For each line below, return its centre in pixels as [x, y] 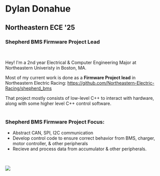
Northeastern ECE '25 [40, 27]
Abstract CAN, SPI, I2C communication [53, 133]
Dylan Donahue [38, 9]
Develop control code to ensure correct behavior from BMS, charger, [84, 138]
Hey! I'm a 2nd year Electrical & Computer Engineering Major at [71, 62]
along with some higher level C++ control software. [58, 103]
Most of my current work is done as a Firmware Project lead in [70, 77]
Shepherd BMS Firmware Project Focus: [55, 122]
